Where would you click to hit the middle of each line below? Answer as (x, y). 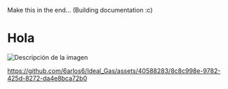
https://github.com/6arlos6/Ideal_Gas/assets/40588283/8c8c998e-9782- (114, 71)
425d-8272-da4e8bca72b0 (47, 78)
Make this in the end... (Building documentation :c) (80, 10)
